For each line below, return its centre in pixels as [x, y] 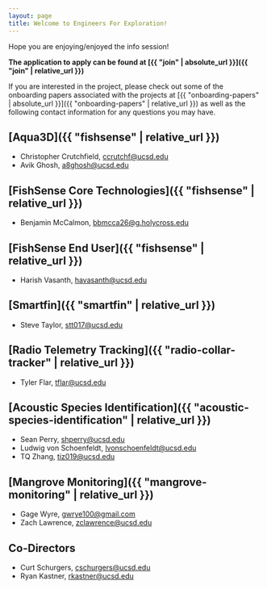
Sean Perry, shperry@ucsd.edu [72, 440]
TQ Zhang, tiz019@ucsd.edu [67, 457]
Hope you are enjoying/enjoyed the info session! [89, 46]
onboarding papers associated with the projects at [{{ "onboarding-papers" [134, 94]
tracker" [30, 363]
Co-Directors [42, 548]
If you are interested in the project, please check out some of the [116, 86]
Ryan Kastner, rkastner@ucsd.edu [77, 576]
